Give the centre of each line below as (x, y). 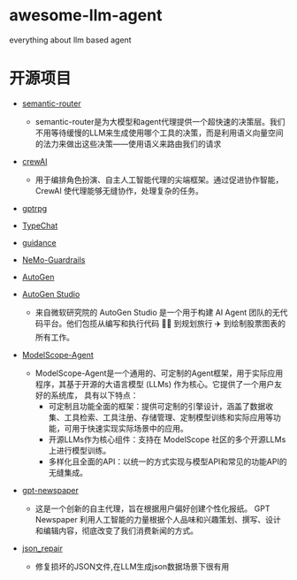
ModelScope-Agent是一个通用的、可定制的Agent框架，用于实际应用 (159, 373)
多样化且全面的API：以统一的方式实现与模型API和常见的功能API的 (168, 462)
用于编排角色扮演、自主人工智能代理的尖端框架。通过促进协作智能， (159, 179)
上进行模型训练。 (80, 450)
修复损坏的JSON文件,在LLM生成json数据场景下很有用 (132, 566)
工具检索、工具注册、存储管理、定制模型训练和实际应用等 (169, 417)
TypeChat (40, 225)
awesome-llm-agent (86, 15)
